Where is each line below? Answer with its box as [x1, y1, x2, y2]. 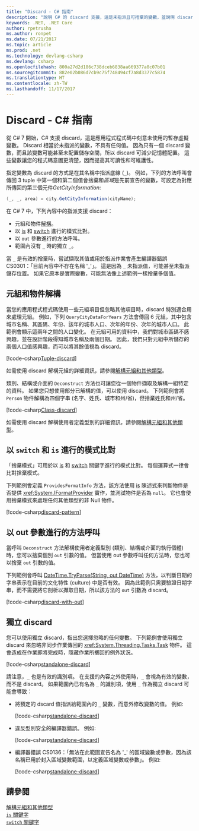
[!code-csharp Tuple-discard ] [6, 355, 77, 362]
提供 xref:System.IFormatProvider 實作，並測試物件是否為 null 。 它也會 [11, 489, 187, 497]
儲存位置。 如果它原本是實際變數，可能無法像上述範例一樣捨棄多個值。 [6, 270, 179, 277]
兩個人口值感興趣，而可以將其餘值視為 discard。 [6, 343, 124, 350]
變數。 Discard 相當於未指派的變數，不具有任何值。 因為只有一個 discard [6, 141, 184, 148]
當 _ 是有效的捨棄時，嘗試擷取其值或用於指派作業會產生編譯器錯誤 [6, 255, 168, 262]
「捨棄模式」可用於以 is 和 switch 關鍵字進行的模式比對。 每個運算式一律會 [6, 462, 190, 469]
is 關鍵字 [6, 811, 29, 818]
